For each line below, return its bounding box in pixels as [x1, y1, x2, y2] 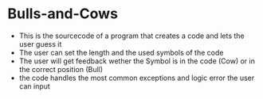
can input [18, 81, 51, 91]
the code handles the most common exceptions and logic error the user [18, 73, 255, 82]
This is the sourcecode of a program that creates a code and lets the [18, 31, 245, 40]
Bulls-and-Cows [7, 5, 119, 23]
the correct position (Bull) [18, 64, 104, 74]
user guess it [18, 39, 62, 48]
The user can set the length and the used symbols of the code [18, 48, 224, 57]
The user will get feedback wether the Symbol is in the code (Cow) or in [18, 56, 256, 66]
